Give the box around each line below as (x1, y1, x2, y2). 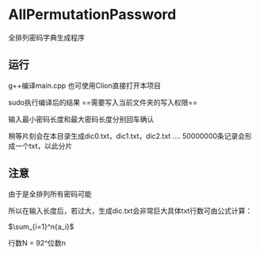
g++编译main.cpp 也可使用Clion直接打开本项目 (8, 81, 161, 90)
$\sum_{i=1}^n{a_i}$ (8, 222, 75, 231)
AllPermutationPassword (8, 6, 177, 24)
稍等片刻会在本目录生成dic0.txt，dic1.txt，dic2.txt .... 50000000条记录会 (8, 131, 246, 140)
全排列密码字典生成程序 (8, 32, 85, 42)
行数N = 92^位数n (8, 238, 66, 247)
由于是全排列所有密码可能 (8, 188, 92, 199)
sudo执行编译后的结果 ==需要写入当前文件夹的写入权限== (8, 97, 198, 107)
